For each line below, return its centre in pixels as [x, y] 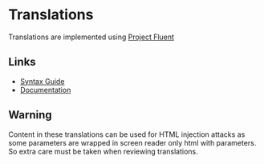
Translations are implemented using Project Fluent [91, 37]
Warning [30, 115]
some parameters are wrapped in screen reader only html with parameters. [132, 142]
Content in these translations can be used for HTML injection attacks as [127, 134]
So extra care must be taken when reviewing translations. [103, 151]
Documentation [45, 90]
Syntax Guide [42, 81]
